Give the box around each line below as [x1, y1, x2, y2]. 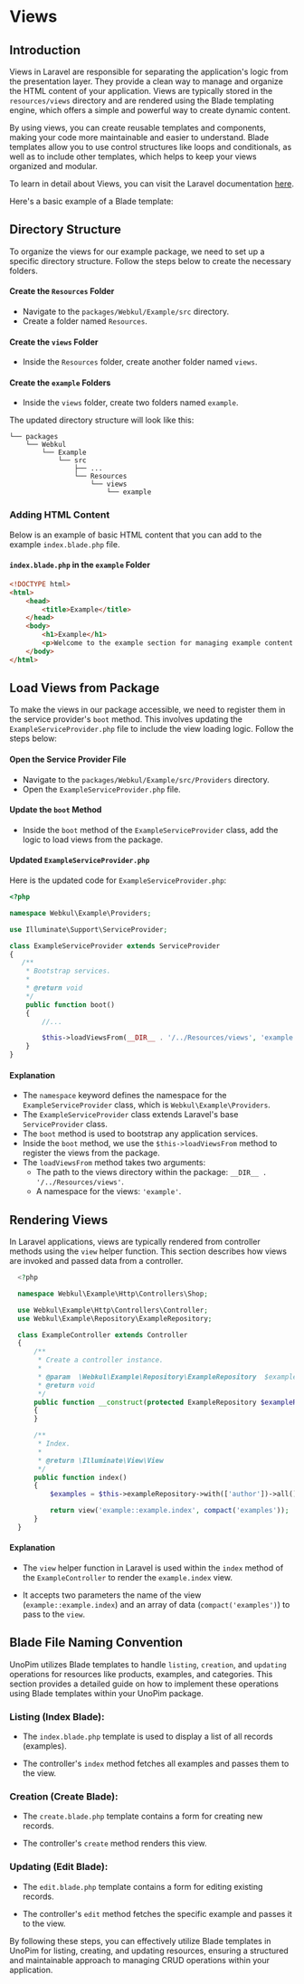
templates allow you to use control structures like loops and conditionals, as [9, 142, 292, 152]
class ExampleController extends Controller [17, 1330, 188, 1340]
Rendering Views [9, 1212, 109, 1228]
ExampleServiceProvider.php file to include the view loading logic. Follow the [9, 724, 294, 735]
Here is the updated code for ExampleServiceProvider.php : [9, 875, 227, 886]
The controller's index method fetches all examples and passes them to [22, 1758, 290, 1770]
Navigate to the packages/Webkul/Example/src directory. [22, 306, 229, 318]
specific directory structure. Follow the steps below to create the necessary [9, 255, 291, 266]
